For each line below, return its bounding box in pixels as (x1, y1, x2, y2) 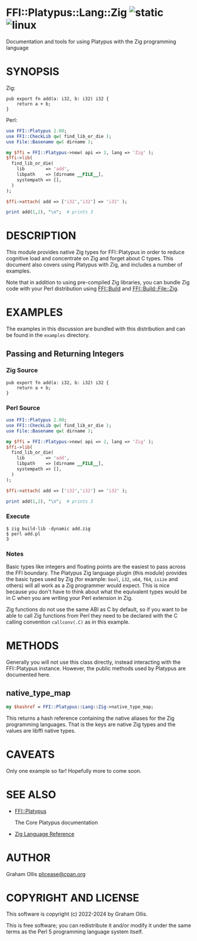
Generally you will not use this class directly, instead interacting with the (6, 658, 181, 666)
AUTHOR (6, 851, 51, 864)
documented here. (6, 671, 51, 678)
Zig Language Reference (14, 830, 75, 837)
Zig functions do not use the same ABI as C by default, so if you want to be (6, 606, 188, 613)
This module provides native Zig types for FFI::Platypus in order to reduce (6, 248, 185, 256)
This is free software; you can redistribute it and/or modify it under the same (6, 922, 191, 929)
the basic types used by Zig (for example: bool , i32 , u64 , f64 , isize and (6, 576, 178, 583)
